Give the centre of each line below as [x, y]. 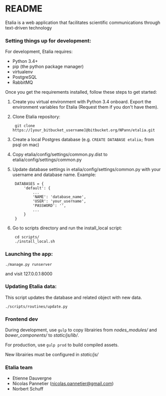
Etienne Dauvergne [32, 378]
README [24, 9]
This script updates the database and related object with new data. [74, 297]
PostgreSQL [25, 77]
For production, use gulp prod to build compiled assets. [62, 345]
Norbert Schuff [28, 389]
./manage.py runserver [29, 264]
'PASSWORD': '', [49, 206]
